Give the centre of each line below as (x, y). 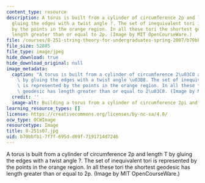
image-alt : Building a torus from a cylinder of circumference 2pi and (105, 102)
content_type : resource (37, 12)
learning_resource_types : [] (43, 108)
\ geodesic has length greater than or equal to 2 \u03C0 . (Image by (106, 91)
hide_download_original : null (45, 63)
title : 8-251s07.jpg (33, 131)
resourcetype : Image (33, 126)
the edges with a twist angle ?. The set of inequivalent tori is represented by (102, 160)
